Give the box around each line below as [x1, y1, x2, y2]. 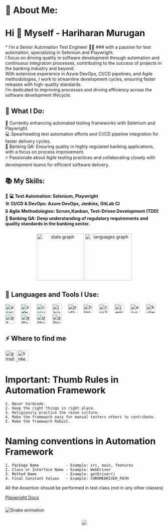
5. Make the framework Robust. [5, 419, 71, 424]
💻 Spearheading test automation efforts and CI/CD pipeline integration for [5, 130, 159, 137]
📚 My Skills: [5, 177, 45, 185]
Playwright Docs [5, 494, 39, 501]
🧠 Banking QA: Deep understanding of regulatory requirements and [5, 215, 148, 221]
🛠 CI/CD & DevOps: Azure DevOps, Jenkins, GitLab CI [5, 200, 120, 206]
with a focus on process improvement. [5, 149, 85, 155]
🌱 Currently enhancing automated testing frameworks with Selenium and [5, 120, 155, 126]
